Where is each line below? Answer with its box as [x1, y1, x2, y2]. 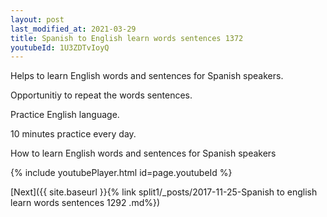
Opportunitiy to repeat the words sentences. [10, 89, 193, 101]
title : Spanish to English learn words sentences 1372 [10, 33, 244, 43]
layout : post [10, 14, 65, 25]
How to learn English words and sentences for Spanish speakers [10, 147, 277, 160]
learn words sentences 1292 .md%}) [10, 197, 161, 209]
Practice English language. [10, 109, 120, 121]
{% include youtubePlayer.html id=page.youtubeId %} [10, 167, 233, 179]
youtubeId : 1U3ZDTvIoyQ [10, 42, 110, 53]
